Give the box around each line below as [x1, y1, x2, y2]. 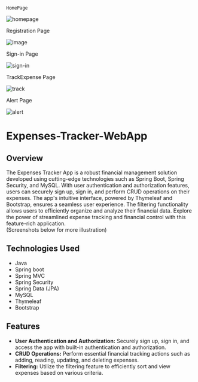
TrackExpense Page [6, 74, 56, 80]
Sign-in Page [6, 50, 38, 57]
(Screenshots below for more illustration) [6, 226, 107, 233]
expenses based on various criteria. [14, 369, 103, 376]
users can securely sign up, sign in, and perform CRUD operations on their [6, 188, 190, 195]
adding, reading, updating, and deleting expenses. [14, 356, 139, 363]
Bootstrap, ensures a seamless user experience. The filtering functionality [6, 201, 188, 208]
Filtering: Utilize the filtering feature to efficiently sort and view [14, 362, 170, 370]
